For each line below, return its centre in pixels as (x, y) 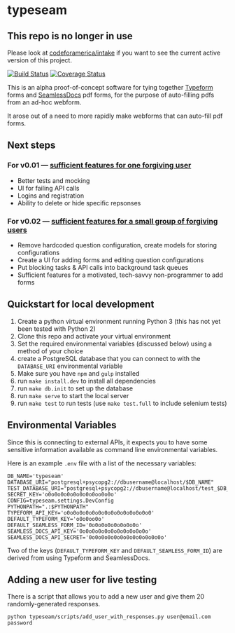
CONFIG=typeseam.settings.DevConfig (60, 501)
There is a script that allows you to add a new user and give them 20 (106, 597)
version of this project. (40, 60)
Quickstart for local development (81, 305)
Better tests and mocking (54, 180)
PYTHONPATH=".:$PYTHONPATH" (48, 507)
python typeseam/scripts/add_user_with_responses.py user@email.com (109, 617)
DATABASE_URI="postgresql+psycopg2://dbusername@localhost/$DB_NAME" (111, 482)
